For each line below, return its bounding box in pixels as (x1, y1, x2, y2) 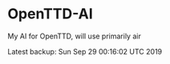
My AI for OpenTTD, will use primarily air (7, 31, 141, 41)
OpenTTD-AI (7, 5, 93, 23)
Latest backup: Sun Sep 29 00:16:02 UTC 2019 (7, 46, 163, 56)
